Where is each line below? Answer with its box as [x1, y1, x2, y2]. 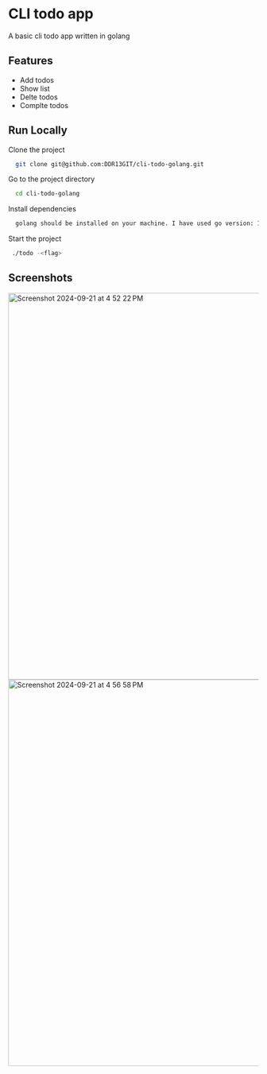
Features [8, 54, 53, 68]
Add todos [19, 75, 54, 84]
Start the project [8, 234, 62, 243]
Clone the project [8, 145, 65, 154]
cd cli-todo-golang [15, 190, 80, 198]
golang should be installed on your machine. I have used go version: [15, 219, 254, 227]
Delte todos [19, 92, 58, 102]
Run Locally [8, 124, 68, 138]
